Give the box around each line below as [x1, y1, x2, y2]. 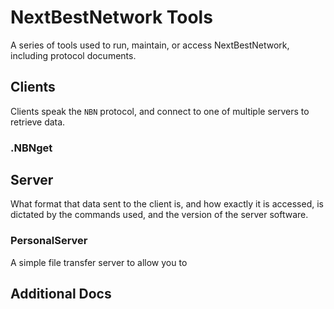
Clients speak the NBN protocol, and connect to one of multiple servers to [10, 105, 310, 117]
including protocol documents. [10, 49, 137, 61]
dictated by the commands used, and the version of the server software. [10, 209, 309, 221]
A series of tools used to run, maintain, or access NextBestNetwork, [10, 39, 290, 51]
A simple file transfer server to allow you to [10, 256, 188, 268]
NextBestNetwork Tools [10, 6, 213, 29]
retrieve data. [10, 116, 66, 128]
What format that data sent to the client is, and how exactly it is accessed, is [10, 198, 324, 210]
